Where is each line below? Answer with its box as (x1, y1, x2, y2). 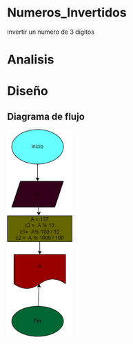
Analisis (7, 52, 54, 68)
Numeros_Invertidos (7, 5, 127, 21)
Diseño (7, 83, 48, 99)
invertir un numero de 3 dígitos (7, 28, 95, 36)
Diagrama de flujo (7, 110, 85, 122)
